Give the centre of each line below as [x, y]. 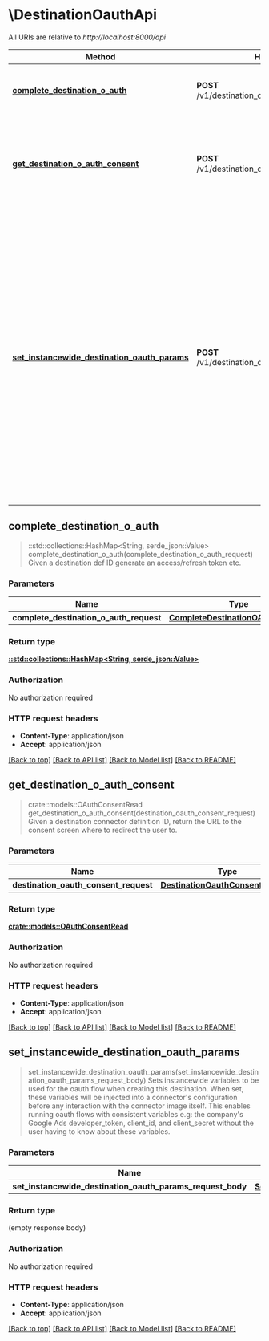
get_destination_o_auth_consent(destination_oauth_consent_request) [142, 813]
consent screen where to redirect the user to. [102, 830]
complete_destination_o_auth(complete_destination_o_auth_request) [141, 554]
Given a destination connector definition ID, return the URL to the [134, 821]
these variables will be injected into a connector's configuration [132, 1097]
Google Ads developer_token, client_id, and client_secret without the [141, 1123]
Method [100, 56]
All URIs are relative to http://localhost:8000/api [87, 37]
